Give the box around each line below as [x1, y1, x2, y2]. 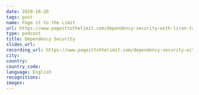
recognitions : [6, 74, 41, 80]
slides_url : [6, 42, 36, 48]
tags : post [6, 14, 33, 20]
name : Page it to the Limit [6, 19, 76, 25]
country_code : [6, 63, 41, 70]
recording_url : [6, 47, 44, 53]
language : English [6, 69, 52, 75]
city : [6, 53, 20, 58]
